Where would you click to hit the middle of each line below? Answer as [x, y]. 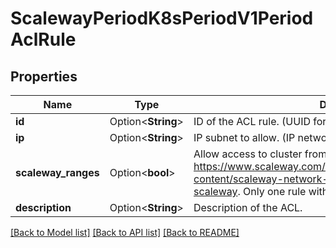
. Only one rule [272, 191]
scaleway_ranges [57, 172]
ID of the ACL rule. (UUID [252, 121]
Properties [44, 76]
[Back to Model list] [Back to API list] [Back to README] [125, 232]
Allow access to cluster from [260, 154]
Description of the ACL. [248, 207]
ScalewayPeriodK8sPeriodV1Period [162, 18]
